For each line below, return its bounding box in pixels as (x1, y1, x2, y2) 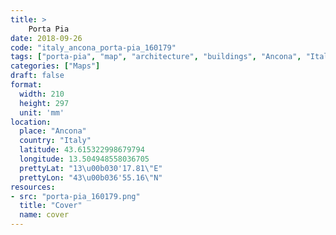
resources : (10, 182, 56, 192)
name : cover (19, 210, 70, 220)
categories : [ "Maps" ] (10, 61, 101, 71)
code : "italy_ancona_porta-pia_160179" (10, 42, 177, 53)
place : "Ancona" (19, 126, 87, 136)
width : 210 (19, 89, 65, 99)
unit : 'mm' (19, 107, 65, 118)
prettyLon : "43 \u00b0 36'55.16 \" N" (19, 172, 163, 183)
